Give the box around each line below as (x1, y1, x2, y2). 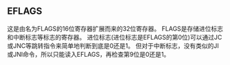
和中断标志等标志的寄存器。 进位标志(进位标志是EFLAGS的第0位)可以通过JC (7, 33, 222, 41)
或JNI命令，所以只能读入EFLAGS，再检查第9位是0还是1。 (7, 50, 170, 58)
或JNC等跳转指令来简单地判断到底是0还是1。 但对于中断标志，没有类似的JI (7, 41, 219, 50)
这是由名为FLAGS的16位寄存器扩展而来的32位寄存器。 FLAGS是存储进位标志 (7, 24, 224, 33)
